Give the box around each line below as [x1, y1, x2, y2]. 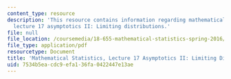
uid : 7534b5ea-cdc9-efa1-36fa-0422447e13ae [7, 61, 134, 68]
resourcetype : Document [7, 49, 76, 56]
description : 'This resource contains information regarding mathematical [7, 16, 226, 23]
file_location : [7, 36, 51, 43]
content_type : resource [7, 10, 76, 17]
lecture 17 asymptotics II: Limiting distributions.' [13, 23, 170, 30]
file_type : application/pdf [7, 42, 88, 49]
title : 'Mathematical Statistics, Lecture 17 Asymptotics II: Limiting [7, 55, 217, 62]
